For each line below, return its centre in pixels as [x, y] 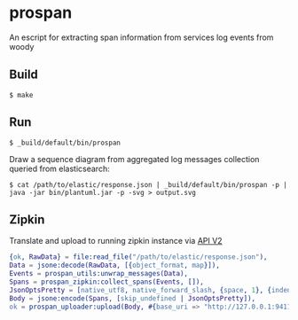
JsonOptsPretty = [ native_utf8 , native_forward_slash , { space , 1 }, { [141, 290]
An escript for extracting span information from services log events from [141, 37]
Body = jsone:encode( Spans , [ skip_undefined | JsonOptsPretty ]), [133, 298]
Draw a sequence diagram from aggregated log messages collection [134, 159]
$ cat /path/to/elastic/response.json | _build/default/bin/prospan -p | [149, 184]
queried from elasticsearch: [59, 168]
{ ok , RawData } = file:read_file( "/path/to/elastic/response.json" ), [138, 257]
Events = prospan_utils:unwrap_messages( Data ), [99, 274]
